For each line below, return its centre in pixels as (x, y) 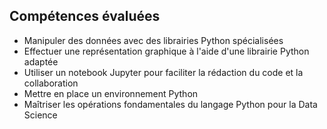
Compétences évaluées (85, 16)
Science (40, 115)
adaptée (41, 61)
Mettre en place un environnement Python (111, 93)
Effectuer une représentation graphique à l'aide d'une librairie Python (166, 51)
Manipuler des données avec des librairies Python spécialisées (153, 40)
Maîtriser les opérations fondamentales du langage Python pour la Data (170, 104)
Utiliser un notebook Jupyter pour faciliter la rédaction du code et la (163, 72)
